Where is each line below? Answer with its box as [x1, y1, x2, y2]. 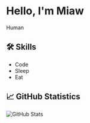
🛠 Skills [6, 42, 37, 52]
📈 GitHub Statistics [6, 91, 80, 102]
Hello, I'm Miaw [6, 4, 85, 18]
